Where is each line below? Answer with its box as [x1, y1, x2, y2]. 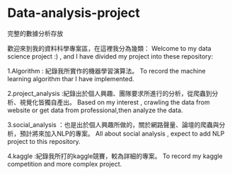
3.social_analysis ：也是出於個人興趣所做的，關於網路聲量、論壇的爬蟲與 [7, 120, 219, 128]
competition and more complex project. [7, 159, 122, 168]
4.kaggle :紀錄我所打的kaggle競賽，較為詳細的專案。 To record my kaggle [7, 152, 223, 160]
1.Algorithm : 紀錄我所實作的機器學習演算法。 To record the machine [7, 66, 207, 75]
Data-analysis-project [7, 5, 140, 21]
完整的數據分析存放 [7, 29, 64, 37]
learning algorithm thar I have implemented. [7, 74, 134, 83]
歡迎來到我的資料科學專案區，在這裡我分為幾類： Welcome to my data [7, 44, 211, 52]
